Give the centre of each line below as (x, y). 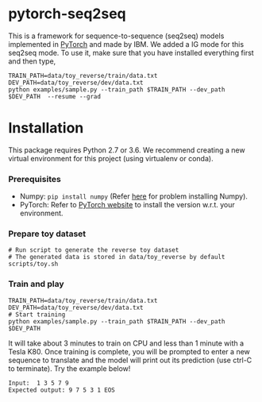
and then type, (32, 61)
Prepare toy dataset (47, 234)
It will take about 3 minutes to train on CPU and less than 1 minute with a (126, 343)
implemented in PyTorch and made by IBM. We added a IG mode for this (126, 44)
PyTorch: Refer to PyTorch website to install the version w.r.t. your (127, 205)
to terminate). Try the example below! (69, 368)
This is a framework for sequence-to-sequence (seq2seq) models (116, 36)
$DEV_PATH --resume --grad (55, 96)
